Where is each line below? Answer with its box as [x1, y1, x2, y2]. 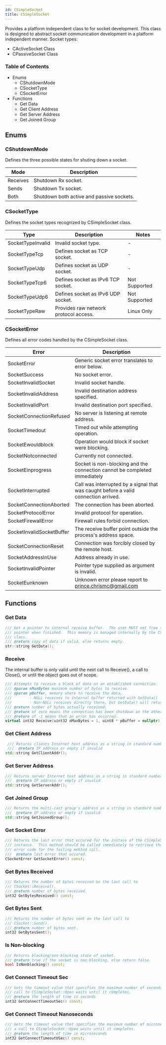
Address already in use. [75, 554, 129, 561]
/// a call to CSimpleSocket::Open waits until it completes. [5, 1027, 136, 1032]
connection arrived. [75, 494, 120, 500]
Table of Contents [5, 63, 49, 70]
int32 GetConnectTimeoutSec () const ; [5, 999, 83, 1004]
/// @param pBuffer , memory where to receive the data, [5, 691, 123, 696]
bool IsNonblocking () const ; [5, 962, 65, 967]
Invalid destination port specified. [75, 402, 152, 409]
